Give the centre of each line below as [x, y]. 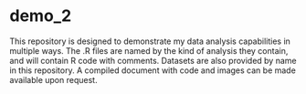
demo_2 [41, 16]
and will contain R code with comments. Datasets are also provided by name [153, 60]
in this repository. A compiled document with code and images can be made [153, 70]
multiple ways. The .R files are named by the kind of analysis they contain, [149, 50]
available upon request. [53, 79]
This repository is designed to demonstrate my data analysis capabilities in [150, 41]
